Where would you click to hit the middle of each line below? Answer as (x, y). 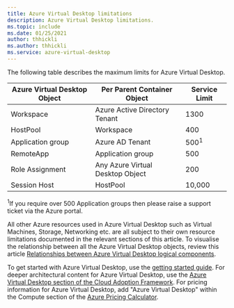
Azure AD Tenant (123, 142)
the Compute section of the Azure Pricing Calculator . (83, 297)
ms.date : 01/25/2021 (37, 33)
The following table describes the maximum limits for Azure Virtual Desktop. (116, 72)
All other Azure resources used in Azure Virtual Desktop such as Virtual (110, 224)
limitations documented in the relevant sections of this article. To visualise (113, 239)
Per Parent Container (137, 89)
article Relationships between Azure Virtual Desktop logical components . (112, 254)
